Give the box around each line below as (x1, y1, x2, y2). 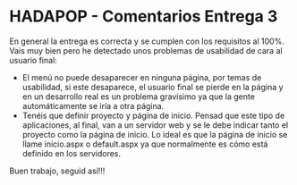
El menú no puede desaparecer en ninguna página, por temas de (21, 71, 262, 82)
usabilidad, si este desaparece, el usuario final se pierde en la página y (21, 81, 284, 92)
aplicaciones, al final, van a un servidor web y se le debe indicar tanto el (21, 119, 289, 130)
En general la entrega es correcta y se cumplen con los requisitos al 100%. (9, 36, 284, 46)
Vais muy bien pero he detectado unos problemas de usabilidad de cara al (9, 45, 284, 55)
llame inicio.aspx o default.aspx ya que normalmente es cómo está (21, 139, 268, 149)
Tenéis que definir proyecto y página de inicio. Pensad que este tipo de (21, 110, 285, 121)
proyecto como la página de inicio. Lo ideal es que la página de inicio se (21, 129, 288, 139)
